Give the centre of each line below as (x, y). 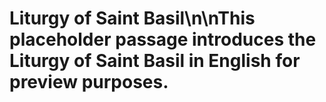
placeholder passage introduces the (163, 39)
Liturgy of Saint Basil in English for (155, 61)
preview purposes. (89, 82)
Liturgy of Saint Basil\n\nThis (132, 18)
